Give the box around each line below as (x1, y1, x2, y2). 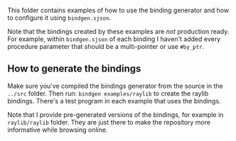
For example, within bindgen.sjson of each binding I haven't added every (7, 35, 221, 43)
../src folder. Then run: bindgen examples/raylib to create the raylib (7, 89, 209, 98)
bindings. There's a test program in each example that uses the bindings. (7, 96, 222, 105)
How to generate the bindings (7, 63, 141, 75)
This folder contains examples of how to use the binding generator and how (7, 6, 230, 14)
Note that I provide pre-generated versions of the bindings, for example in (7, 110, 224, 119)
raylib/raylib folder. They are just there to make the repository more (7, 118, 211, 126)
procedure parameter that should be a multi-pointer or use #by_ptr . (7, 43, 205, 50)
